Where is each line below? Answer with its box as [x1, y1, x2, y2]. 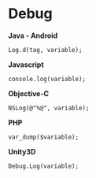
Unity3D [8, 146, 36, 156]
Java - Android [8, 31, 58, 40]
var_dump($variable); [8, 133, 79, 141]
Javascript [8, 60, 45, 69]
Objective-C [8, 88, 50, 98]
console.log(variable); [8, 75, 87, 83]
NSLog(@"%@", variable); [8, 104, 90, 112]
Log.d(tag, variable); [8, 46, 83, 54]
